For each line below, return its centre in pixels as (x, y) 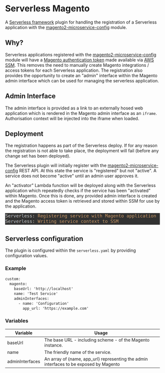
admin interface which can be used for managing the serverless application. (82, 80)
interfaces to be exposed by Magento (82, 364)
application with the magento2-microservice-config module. (66, 27)
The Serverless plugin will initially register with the (56, 165)
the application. (21, 206)
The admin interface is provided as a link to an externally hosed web (74, 108)
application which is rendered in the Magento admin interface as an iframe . (81, 113)
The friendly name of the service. (78, 352)
